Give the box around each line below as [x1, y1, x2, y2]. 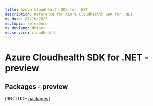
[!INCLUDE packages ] [5, 96, 50, 101]
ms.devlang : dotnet [5, 26, 46, 31]
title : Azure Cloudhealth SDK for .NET [5, 7, 88, 12]
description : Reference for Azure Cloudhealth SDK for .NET [5, 12, 133, 17]
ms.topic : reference [5, 21, 48, 26]
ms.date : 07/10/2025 [5, 16, 48, 21]
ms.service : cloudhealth [5, 30, 57, 35]
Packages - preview [5, 82, 68, 91]
